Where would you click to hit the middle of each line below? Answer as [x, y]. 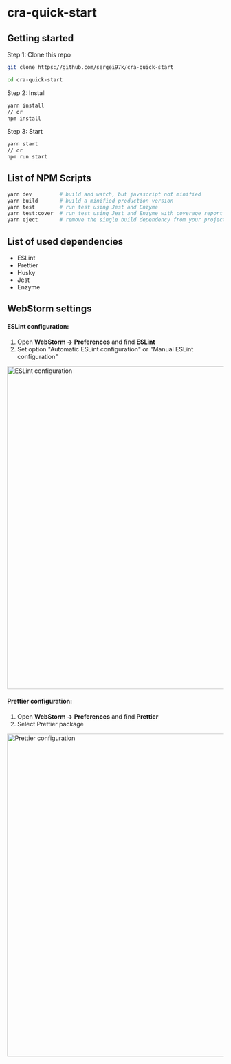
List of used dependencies [65, 242]
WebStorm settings [49, 309]
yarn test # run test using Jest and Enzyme [82, 207]
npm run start [27, 157]
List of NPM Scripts [49, 178]
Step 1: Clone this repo [39, 54]
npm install [24, 119]
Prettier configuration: [40, 702]
